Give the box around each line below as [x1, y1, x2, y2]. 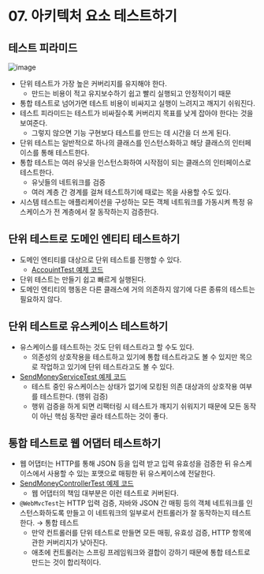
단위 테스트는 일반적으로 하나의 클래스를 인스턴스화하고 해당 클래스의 [19, 138, 231, 147]
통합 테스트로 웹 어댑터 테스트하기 [8, 437, 162, 450]
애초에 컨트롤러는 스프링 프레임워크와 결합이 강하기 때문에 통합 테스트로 [31, 548, 251, 557]
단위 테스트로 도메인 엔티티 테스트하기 [8, 232, 180, 246]
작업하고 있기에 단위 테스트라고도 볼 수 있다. [39, 362, 175, 371]
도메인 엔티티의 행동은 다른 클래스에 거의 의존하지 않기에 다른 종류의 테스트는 [19, 284, 256, 294]
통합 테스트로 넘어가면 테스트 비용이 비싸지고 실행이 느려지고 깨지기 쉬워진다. [19, 99, 256, 107]
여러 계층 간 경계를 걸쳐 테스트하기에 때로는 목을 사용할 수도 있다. [31, 187, 231, 197]
